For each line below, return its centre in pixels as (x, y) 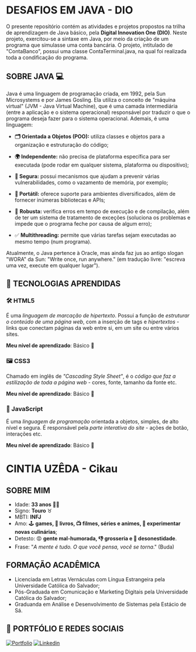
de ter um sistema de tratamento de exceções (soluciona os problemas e (102, 218)
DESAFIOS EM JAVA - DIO (70, 10)
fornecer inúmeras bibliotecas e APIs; (60, 200)
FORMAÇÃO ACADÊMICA (53, 565)
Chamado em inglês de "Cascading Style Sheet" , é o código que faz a (91, 376)
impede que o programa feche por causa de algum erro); (83, 223)
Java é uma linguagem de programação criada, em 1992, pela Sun (86, 94)
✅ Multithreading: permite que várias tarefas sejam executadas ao (95, 235)
